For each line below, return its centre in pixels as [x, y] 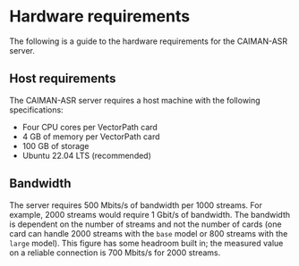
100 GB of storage [56, 145]
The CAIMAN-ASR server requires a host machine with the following [135, 100]
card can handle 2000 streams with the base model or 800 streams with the [149, 233]
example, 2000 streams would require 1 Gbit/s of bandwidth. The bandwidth [150, 214]
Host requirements [63, 79]
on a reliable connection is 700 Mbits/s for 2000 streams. [115, 253]
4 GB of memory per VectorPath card [91, 137]
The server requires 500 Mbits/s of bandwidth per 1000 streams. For [136, 205]
